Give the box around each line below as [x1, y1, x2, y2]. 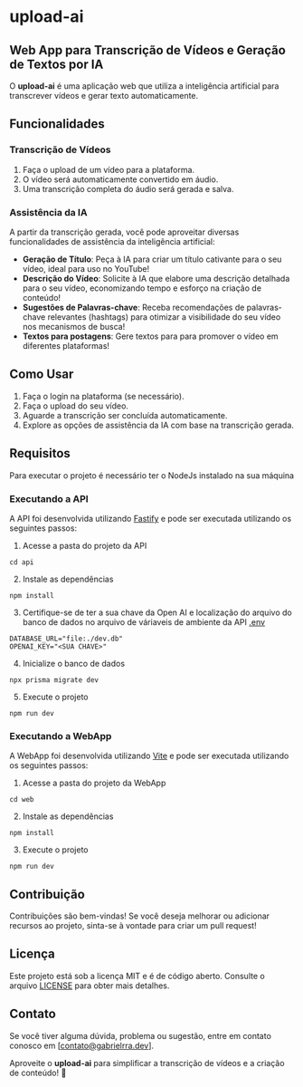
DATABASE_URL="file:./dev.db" [9, 634, 124, 643]
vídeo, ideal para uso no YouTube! [22, 263, 150, 274]
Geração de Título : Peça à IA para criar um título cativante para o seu [22, 254, 282, 265]
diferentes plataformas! [22, 340, 110, 351]
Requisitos [9, 446, 71, 461]
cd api [9, 557, 34, 567]
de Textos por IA [9, 56, 104, 72]
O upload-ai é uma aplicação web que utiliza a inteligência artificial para [9, 81, 279, 91]
